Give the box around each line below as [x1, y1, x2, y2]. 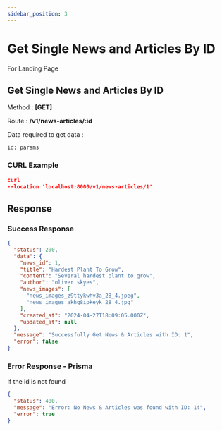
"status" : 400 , [13, 398, 58, 405]
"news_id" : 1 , [20, 259, 61, 267]
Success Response [7, 224, 74, 233]
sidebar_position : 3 [7, 10, 68, 18]
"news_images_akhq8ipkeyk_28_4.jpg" [25, 298, 134, 305]
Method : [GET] [7, 103, 53, 111]
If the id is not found [7, 377, 66, 386]
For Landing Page [7, 64, 58, 73]
